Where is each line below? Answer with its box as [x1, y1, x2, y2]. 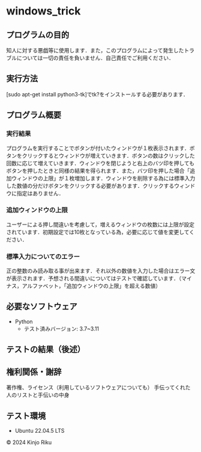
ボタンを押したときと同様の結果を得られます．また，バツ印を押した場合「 [6, 167, 190, 174]
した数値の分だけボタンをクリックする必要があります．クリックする [6, 182, 175, 189]
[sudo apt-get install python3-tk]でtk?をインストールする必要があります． [6, 90, 189, 98]
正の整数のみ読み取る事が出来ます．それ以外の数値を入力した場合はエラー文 [6, 267, 196, 274]
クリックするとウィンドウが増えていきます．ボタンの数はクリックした [22, 152, 195, 159]
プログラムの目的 [6, 29, 70, 40]
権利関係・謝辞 [6, 367, 62, 377]
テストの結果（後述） [6, 344, 85, 354]
